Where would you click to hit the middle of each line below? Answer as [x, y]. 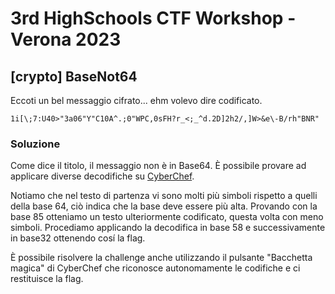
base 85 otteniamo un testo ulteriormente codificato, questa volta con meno [167, 217]
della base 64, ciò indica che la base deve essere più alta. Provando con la [164, 206]
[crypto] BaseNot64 [74, 76]
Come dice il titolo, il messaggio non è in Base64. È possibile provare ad [158, 166]
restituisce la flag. [47, 279]
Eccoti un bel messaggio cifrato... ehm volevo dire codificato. [136, 100]
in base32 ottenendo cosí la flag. [78, 238]
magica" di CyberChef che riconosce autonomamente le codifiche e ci [155, 268]
